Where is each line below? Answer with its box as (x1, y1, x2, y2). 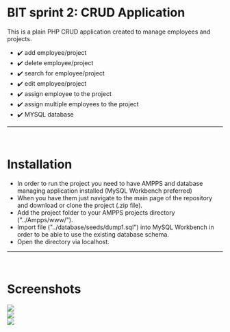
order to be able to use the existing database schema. (16, 230, 170, 238)
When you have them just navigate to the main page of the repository (16, 193, 213, 202)
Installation (7, 156, 73, 172)
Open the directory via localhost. (16, 237, 110, 246)
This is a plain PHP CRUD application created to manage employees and (7, 27, 211, 36)
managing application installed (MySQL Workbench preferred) (16, 187, 193, 195)
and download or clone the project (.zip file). (16, 201, 142, 209)
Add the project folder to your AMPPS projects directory (16, 208, 176, 217)
